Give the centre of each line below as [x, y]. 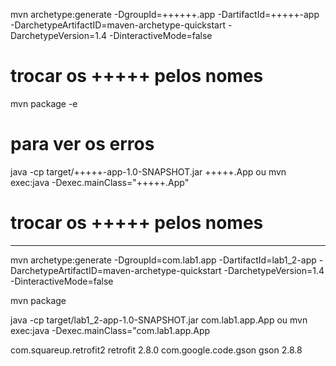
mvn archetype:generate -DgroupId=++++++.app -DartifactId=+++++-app [165, 14]
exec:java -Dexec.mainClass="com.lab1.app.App [110, 330]
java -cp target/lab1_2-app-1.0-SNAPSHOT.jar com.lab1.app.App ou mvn [159, 320]
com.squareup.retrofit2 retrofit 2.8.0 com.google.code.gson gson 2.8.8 [156, 350]
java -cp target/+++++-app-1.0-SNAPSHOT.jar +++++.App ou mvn [148, 171]
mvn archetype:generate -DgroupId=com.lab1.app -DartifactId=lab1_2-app [163, 260]
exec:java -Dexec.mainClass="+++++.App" [100, 182]
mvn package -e [44, 103]
